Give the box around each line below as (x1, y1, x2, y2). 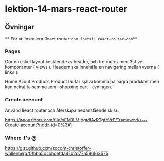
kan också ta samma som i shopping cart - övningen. (5, 84, 113, 90)
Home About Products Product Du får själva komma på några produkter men (5, 79, 159, 85)
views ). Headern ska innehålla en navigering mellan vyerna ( (36, 64, 159, 70)
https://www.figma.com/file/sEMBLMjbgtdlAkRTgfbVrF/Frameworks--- (5, 117, 148, 122)
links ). (5, 69, 19, 75)
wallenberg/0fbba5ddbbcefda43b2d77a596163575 (5, 150, 109, 156)
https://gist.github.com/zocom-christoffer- (5, 145, 91, 151)
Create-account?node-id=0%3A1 (5, 122, 72, 128)
